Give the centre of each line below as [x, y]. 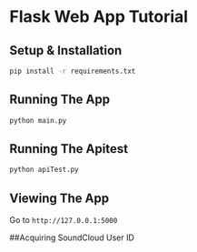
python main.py [38, 120]
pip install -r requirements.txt [73, 71]
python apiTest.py [44, 170]
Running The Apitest [69, 149]
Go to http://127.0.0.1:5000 [64, 220]
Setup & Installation [66, 50]
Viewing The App [59, 198]
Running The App [60, 100]
